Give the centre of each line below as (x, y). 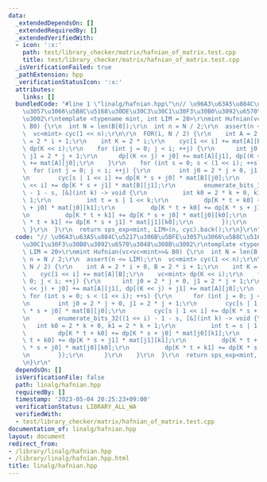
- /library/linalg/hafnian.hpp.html (69, 459)
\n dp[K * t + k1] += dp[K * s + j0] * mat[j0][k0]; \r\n (135, 215)
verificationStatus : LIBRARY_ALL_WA (76, 407)
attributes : (35, 89)
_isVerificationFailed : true (64, 67)
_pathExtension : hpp (49, 75)
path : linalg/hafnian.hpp (58, 385)
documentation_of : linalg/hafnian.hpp (72, 429)
